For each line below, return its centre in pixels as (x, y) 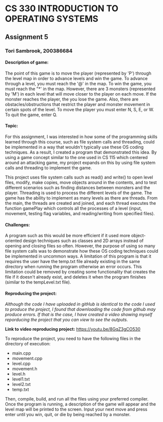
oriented (13, 241)
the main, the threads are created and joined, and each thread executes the (81, 203)
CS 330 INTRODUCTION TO (62, 9)
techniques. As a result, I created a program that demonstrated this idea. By (81, 152)
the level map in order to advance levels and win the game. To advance (76, 78)
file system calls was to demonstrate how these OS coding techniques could (81, 251)
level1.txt (21, 379)
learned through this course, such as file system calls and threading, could (80, 141)
